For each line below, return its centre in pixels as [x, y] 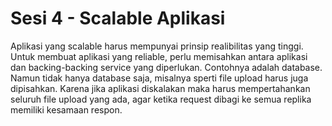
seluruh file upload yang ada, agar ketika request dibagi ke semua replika [161, 99]
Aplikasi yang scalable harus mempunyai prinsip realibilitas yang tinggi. [157, 46]
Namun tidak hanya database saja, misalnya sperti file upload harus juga [159, 78]
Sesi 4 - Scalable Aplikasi [118, 18]
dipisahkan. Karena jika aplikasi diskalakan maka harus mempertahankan [160, 88]
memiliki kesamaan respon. [66, 109]
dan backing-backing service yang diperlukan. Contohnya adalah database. [166, 67]
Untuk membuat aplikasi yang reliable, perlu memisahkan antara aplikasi [159, 56]
